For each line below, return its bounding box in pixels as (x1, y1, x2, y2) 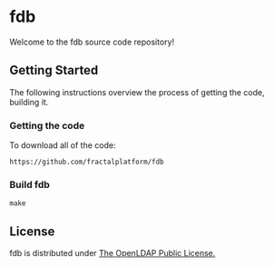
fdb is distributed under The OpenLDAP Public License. (9, 248, 216, 259)
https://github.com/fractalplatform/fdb (9, 157, 165, 167)
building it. (9, 96, 49, 107)
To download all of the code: (9, 140, 116, 151)
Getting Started (9, 63, 99, 78)
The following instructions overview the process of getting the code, (9, 86, 265, 97)
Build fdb (9, 178, 50, 191)
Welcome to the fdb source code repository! (9, 36, 175, 47)
